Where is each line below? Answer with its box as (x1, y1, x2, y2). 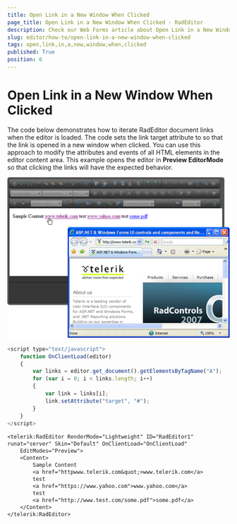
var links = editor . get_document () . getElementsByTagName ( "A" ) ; (32, 367, 222, 375)
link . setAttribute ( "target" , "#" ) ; (44, 397, 150, 405)
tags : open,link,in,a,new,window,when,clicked (7, 41, 147, 49)
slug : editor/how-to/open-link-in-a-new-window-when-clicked (7, 34, 191, 41)
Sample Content (32, 462, 78, 469)
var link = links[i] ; (44, 390, 109, 398)
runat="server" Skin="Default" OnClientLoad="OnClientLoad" (7, 441, 188, 448)
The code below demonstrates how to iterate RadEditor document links (7, 126, 214, 134)
